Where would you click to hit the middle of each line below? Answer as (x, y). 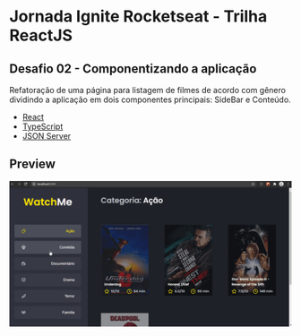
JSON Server (47, 136)
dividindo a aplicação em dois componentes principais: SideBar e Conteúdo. (150, 99)
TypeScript (43, 126)
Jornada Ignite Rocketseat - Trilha (138, 17)
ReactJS (41, 35)
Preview (33, 164)
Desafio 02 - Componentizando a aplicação (133, 69)
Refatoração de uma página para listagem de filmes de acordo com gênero (148, 90)
